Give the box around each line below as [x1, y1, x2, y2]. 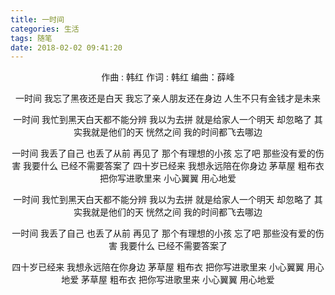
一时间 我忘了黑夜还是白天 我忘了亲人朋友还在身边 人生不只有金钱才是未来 [15, 92, 321, 105]
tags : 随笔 [10, 33, 53, 43]
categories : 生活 [10, 24, 80, 34]
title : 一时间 [10, 14, 65, 25]
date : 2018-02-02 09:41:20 [10, 42, 123, 53]
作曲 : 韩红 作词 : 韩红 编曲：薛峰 [101, 71, 235, 83]
